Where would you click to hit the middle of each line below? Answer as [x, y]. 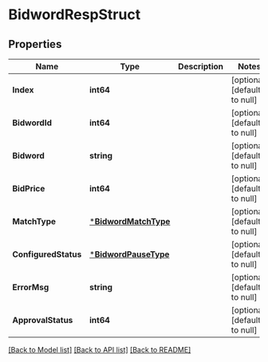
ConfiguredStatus [47, 254]
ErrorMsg [31, 287]
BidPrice [29, 189]
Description [201, 67]
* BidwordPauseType [129, 254]
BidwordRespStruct [75, 15]
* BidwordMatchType [130, 221]
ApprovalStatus [43, 320]
